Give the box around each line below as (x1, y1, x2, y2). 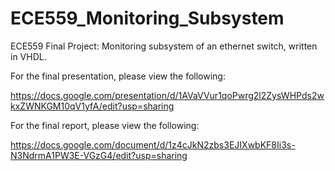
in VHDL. (10, 50, 47, 62)
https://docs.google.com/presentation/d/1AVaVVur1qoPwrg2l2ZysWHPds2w (10, 89, 325, 101)
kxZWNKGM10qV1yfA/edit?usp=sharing (10, 100, 175, 112)
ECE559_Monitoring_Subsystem (10, 7, 285, 30)
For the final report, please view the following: (10, 119, 200, 131)
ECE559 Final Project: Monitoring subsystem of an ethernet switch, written (10, 40, 318, 52)
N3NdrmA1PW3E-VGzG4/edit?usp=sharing (10, 149, 188, 161)
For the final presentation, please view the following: (10, 70, 226, 82)
